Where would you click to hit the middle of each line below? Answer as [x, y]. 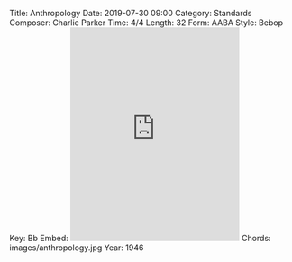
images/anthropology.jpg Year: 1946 [77, 248]
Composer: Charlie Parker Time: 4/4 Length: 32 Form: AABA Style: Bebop [146, 23]
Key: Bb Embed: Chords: [141, 238]
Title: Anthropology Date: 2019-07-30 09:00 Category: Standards [131, 13]
